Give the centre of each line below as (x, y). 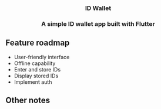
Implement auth (33, 82)
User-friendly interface (42, 57)
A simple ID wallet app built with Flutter (98, 23)
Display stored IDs (36, 76)
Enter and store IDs (37, 69)
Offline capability (35, 63)
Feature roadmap (38, 43)
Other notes (28, 101)
